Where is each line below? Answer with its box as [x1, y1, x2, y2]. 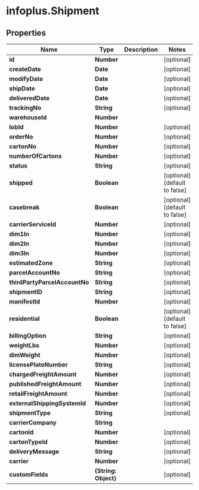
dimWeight [9, 351, 40, 359]
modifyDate [9, 75, 43, 83]
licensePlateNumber [9, 361, 68, 369]
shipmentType [9, 409, 51, 417]
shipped [9, 179, 33, 186]
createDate [9, 65, 41, 73]
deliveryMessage [9, 447, 59, 456]
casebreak [9, 203, 40, 211]
